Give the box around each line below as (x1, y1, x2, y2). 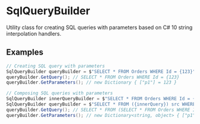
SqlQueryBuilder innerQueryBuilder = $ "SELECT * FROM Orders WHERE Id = (6, 96, 190, 102)
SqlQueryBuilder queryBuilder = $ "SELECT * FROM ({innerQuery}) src (6, 101, 180, 107)
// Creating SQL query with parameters (6, 63, 105, 69)
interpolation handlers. (6, 30, 61, 37)
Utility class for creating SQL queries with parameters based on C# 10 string (6, 24, 193, 31)
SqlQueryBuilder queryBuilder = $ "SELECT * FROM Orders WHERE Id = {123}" (6, 68, 196, 75)
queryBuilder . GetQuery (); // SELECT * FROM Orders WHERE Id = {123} (6, 74, 180, 80)
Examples (6, 47, 43, 58)
